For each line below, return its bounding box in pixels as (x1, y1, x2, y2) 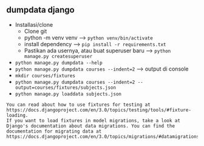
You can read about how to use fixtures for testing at (6, 102, 151, 108)
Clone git (24, 27, 47, 35)
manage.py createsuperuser (24, 53, 93, 60)
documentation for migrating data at (6, 128, 102, 134)
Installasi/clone (15, 21, 53, 28)
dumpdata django (6, 5, 75, 15)
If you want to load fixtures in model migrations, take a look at (6, 117, 181, 123)
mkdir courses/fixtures (15, 72, 76, 78)
